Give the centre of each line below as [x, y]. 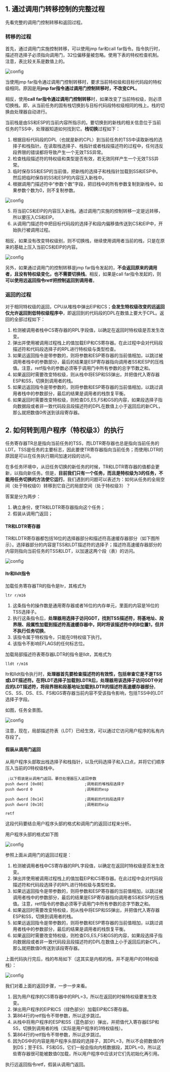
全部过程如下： [30, 319]
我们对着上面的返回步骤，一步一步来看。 [47, 986]
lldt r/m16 [17, 664]
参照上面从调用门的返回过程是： [38, 855]
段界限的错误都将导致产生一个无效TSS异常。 [59, 152]
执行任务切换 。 [33, 631]
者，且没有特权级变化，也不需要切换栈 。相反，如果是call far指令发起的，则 [83, 274]
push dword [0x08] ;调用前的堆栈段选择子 [65, 784]
